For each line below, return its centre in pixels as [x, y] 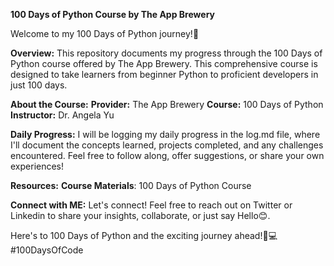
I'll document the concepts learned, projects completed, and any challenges [167, 145]
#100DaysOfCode [47, 250]
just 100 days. [39, 85]
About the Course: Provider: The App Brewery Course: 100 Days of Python [167, 104]
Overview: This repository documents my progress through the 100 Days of [166, 53]
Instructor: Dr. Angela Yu [62, 115]
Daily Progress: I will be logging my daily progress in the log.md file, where [165, 134]
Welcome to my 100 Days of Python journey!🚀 [105, 33]
